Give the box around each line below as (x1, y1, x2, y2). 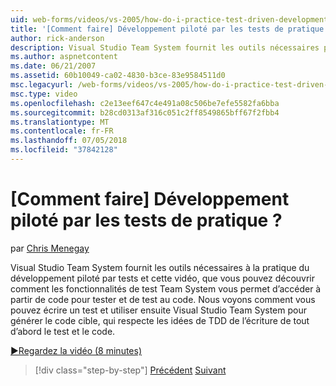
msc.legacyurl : (10, 80, 74, 90)
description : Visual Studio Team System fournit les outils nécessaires (10, 42, 320, 53)
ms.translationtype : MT (10, 117, 110, 127)
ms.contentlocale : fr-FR (10, 126, 114, 136)
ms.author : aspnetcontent (10, 52, 118, 62)
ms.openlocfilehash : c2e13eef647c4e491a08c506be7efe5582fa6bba (10, 98, 280, 108)
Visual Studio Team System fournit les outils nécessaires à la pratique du (10, 261, 310, 273)
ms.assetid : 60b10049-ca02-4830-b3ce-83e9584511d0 (10, 71, 226, 81)
